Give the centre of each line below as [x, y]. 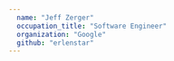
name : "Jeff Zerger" [55, 17]
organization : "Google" [61, 34]
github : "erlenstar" [55, 43]
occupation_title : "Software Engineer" [92, 26]
